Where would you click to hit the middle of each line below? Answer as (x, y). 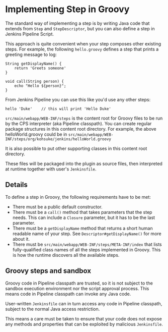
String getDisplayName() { (33, 64)
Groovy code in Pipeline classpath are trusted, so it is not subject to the (79, 283)
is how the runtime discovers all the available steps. (66, 255)
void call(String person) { (35, 81)
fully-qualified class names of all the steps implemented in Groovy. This (87, 250)
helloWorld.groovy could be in (36, 134)
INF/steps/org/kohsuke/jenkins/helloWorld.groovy (58, 139)
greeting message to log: (31, 54)
